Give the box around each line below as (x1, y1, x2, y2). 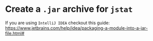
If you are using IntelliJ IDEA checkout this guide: (5, 20, 110, 26)
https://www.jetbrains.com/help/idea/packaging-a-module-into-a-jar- (5, 25, 148, 31)
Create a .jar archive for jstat (5, 3, 133, 15)
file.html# (5, 30, 25, 36)
